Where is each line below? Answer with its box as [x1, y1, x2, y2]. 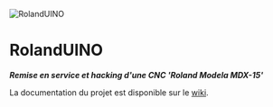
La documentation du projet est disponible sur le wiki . [9, 86, 210, 98]
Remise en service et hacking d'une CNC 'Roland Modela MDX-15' [9, 69, 264, 80]
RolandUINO [9, 40, 104, 60]
